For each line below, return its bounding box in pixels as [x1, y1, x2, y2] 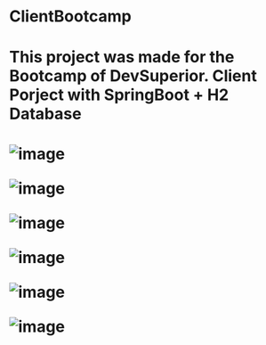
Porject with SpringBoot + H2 [9, 85, 230, 105]
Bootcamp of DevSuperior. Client [9, 66, 258, 86]
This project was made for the [9, 47, 235, 68]
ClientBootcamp [9, 6, 132, 27]
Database [9, 104, 82, 124]
